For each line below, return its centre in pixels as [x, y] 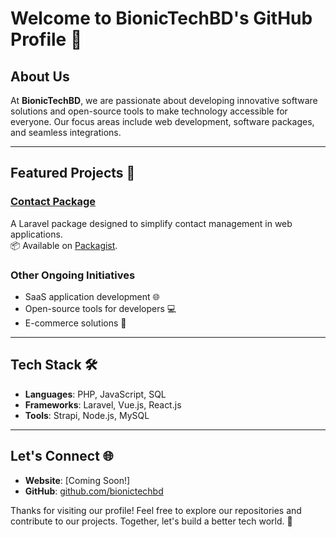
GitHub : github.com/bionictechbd [94, 491]
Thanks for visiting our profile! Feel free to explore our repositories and [156, 510]
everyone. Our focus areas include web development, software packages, [162, 121]
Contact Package [53, 202]
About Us [40, 76]
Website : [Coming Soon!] [77, 480]
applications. [36, 234]
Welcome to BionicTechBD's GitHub [161, 18]
